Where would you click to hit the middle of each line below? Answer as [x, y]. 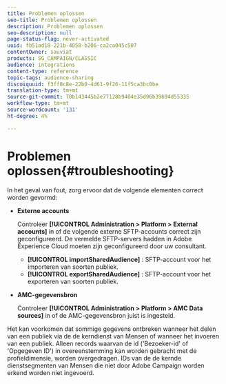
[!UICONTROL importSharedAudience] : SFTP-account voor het [119, 259]
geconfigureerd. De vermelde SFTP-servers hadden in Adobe [104, 239]
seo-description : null [40, 33]
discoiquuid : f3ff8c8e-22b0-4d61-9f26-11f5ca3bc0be [83, 84]
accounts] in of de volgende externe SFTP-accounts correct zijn [109, 231]
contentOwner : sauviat [40, 52]
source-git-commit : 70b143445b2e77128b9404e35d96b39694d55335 [98, 97]
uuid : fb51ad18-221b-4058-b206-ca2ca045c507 [72, 46]
